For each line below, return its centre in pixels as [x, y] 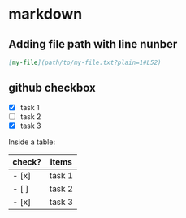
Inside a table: [32, 142]
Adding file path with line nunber [93, 44]
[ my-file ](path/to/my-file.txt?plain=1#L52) [85, 62]
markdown [45, 14]
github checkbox [52, 88]
